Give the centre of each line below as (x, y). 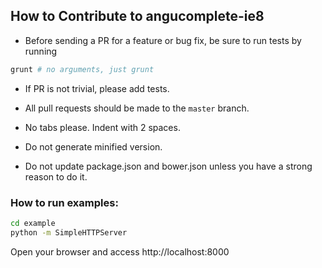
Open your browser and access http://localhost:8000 (120, 251)
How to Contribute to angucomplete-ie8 (137, 16)
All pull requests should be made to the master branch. (137, 108)
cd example (33, 223)
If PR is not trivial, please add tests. (97, 88)
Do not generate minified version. (93, 146)
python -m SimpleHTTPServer (69, 232)
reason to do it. (56, 176)
